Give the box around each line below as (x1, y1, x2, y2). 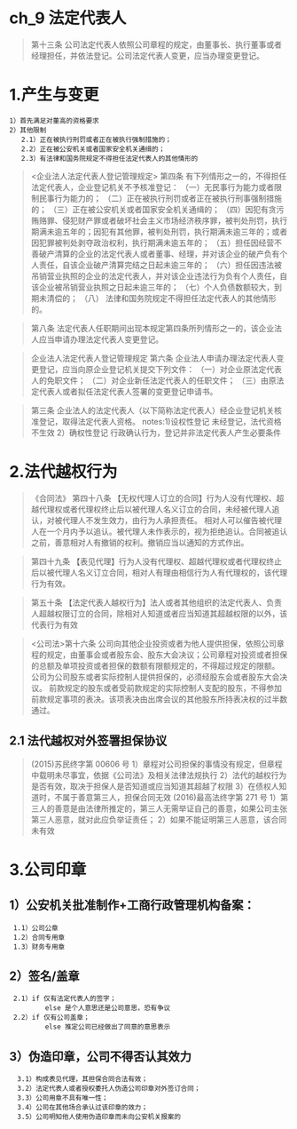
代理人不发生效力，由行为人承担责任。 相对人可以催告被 (61, 514, 267, 525)
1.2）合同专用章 (12, 933, 65, 942)
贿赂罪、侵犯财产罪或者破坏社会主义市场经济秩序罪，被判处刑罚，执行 (30, 215, 288, 226)
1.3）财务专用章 (12, 942, 65, 951)
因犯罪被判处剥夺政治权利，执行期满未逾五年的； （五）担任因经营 (30, 237, 275, 248)
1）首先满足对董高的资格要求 (9, 116, 99, 125)
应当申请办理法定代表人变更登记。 (38, 334, 164, 345)
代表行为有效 (30, 619, 78, 630)
